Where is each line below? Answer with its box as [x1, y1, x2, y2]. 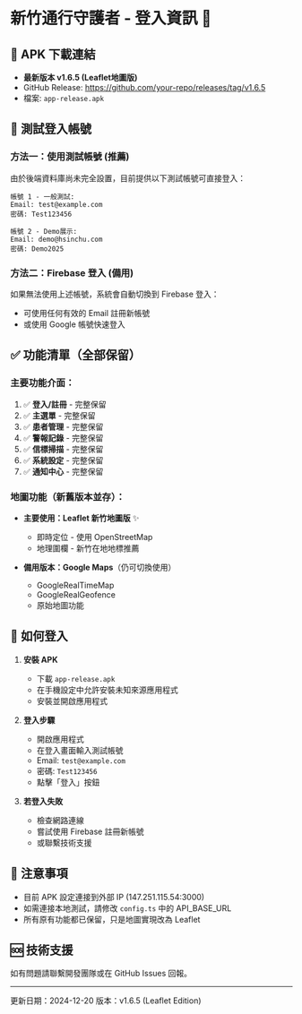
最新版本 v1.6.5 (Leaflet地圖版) [22, 73, 138, 82]
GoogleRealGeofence [36, 589, 116, 600]
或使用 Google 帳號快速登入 [22, 319, 126, 330]
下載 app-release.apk [36, 673, 116, 683]
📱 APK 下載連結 [10, 47, 97, 62]
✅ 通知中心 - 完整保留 [22, 466, 104, 477]
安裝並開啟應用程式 [36, 695, 108, 706]
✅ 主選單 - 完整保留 [22, 409, 96, 421]
